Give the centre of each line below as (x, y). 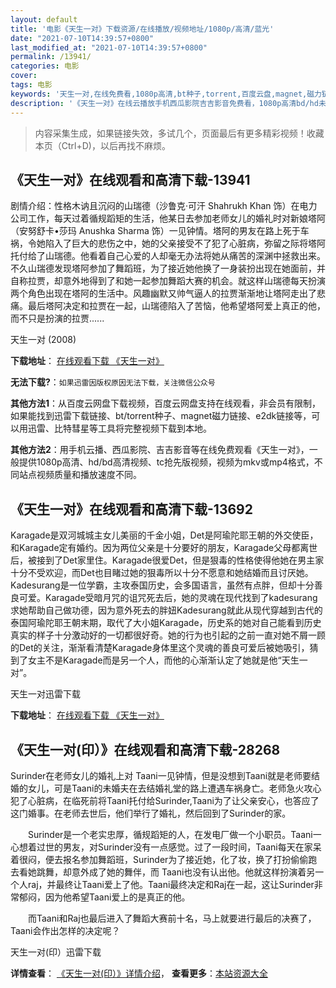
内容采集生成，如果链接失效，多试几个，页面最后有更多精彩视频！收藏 (179, 133)
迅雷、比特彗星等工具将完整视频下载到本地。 (119, 428)
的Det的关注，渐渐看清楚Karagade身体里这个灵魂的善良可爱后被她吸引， (160, 648)
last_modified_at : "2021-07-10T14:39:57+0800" (109, 47)
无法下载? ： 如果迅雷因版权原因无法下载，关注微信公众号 (113, 382)
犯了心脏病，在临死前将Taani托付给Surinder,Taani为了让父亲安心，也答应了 (165, 800)
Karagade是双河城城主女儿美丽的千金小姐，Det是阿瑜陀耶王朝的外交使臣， (164, 535)
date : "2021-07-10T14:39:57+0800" (82, 38)
